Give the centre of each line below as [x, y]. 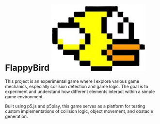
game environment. [24, 96]
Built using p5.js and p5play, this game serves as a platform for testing [75, 106]
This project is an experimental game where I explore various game [72, 81]
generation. [16, 116]
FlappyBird [27, 68]
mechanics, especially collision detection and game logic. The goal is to [77, 86]
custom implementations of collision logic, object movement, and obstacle [79, 111]
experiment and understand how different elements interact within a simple [80, 92]
